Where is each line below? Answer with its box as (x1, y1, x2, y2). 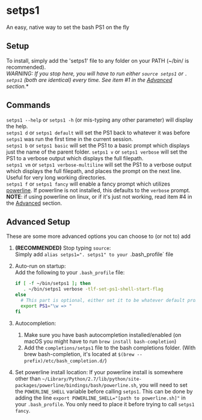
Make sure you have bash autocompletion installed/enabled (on (23, 331, 182, 338)
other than (14, 375, 41, 382)
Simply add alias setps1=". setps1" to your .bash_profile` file (14, 251, 174, 258)
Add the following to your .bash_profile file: (14, 269, 125, 276)
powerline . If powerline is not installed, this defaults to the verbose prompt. (6, 186, 191, 193)
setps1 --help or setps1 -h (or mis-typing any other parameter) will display (6, 116, 194, 124)
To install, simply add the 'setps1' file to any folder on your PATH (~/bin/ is (6, 57, 189, 64)
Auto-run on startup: (14, 263, 66, 270)
